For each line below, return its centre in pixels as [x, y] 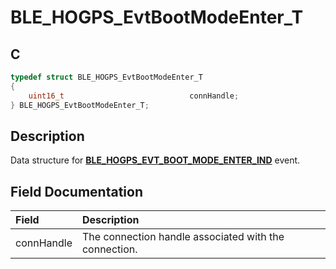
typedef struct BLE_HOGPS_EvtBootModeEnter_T [106, 77]
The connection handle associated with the [183, 237]
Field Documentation [76, 191]
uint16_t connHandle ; [134, 96]
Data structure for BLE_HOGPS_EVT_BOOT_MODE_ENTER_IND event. [155, 160]
